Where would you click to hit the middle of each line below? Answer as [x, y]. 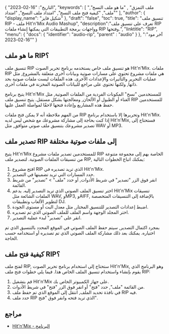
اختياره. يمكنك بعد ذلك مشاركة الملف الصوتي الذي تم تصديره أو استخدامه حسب [80, 233]
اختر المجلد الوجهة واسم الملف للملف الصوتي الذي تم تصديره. [71, 212]
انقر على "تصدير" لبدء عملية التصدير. [47, 218]
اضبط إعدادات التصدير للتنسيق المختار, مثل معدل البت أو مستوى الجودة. [80, 207]
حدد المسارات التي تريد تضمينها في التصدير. [53, 174]
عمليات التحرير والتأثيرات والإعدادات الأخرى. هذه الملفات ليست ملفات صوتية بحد [81, 79]
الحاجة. [11, 238]
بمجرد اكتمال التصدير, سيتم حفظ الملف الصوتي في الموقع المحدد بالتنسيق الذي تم [82, 227]
